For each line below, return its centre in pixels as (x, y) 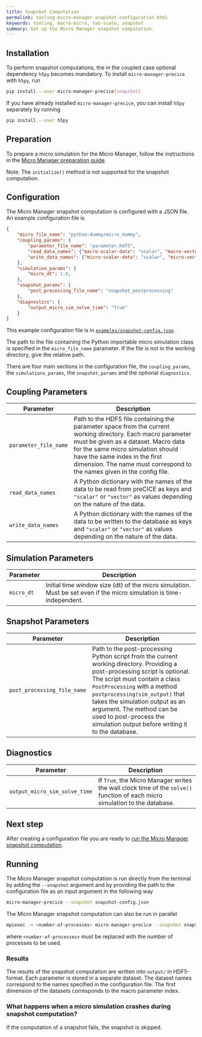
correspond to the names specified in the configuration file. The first (91, 985)
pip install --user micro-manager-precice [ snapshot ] (74, 92)
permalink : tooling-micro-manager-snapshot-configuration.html (87, 17)
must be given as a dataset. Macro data (129, 442)
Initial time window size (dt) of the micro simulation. (118, 585)
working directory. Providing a (135, 664)
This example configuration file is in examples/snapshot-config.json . (91, 330)
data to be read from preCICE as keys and (133, 489)
